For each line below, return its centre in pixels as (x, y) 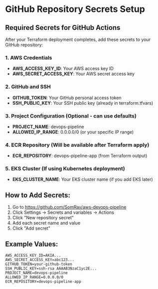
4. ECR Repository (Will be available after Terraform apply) (77, 144)
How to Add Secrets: (38, 195)
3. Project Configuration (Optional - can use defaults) (71, 116)
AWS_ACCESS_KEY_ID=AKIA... (33, 256)
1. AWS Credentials (29, 57)
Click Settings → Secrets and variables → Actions (63, 212)
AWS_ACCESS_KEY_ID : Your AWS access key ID (63, 69)
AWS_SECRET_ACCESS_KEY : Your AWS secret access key (73, 74)
